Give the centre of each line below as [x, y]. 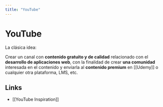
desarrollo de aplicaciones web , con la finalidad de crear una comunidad [80, 62]
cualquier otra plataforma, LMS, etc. [41, 72]
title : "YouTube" [23, 10]
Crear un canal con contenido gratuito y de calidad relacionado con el [77, 57]
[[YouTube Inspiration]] [35, 99]
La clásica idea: [21, 47]
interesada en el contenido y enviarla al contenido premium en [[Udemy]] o [82, 67]
